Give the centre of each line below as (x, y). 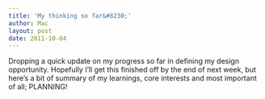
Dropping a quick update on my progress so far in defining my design (124, 61)
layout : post (30, 31)
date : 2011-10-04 (38, 38)
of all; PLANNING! (38, 87)
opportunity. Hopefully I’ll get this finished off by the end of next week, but (132, 70)
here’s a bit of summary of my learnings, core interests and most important (132, 78)
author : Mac (28, 23)
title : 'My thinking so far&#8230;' (70, 16)
